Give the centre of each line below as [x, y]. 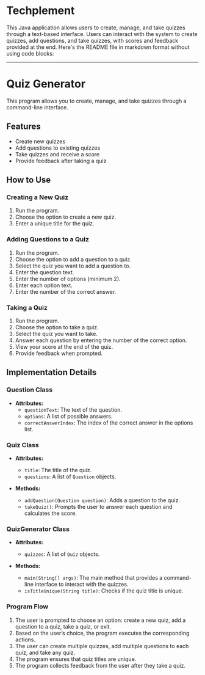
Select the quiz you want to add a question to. [73, 266]
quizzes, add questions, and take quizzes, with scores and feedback [92, 40]
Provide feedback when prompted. [59, 353]
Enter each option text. [44, 285]
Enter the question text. [45, 272]
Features [23, 127]
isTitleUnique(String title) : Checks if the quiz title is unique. [104, 591]
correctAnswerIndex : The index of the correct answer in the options [109, 423]
